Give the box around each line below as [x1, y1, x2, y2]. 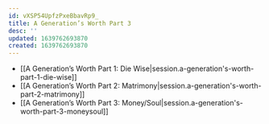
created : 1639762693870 [8, 42, 89, 50]
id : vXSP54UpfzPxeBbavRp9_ [8, 11, 99, 20]
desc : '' [8, 27, 38, 35]
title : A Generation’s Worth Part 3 [8, 19, 131, 27]
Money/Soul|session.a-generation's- [122, 98, 243, 108]
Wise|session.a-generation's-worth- [132, 64, 255, 73]
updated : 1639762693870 [8, 34, 89, 43]
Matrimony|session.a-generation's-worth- [122, 81, 262, 91]
